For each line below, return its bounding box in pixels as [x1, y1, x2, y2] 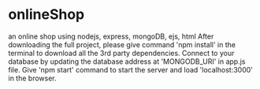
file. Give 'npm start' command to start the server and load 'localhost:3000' [8, 65, 254, 74]
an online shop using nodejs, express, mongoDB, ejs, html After [8, 32, 214, 41]
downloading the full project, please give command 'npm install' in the [8, 39, 236, 49]
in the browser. [8, 73, 57, 83]
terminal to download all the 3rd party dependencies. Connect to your [8, 48, 235, 57]
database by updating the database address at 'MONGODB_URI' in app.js [8, 57, 246, 66]
